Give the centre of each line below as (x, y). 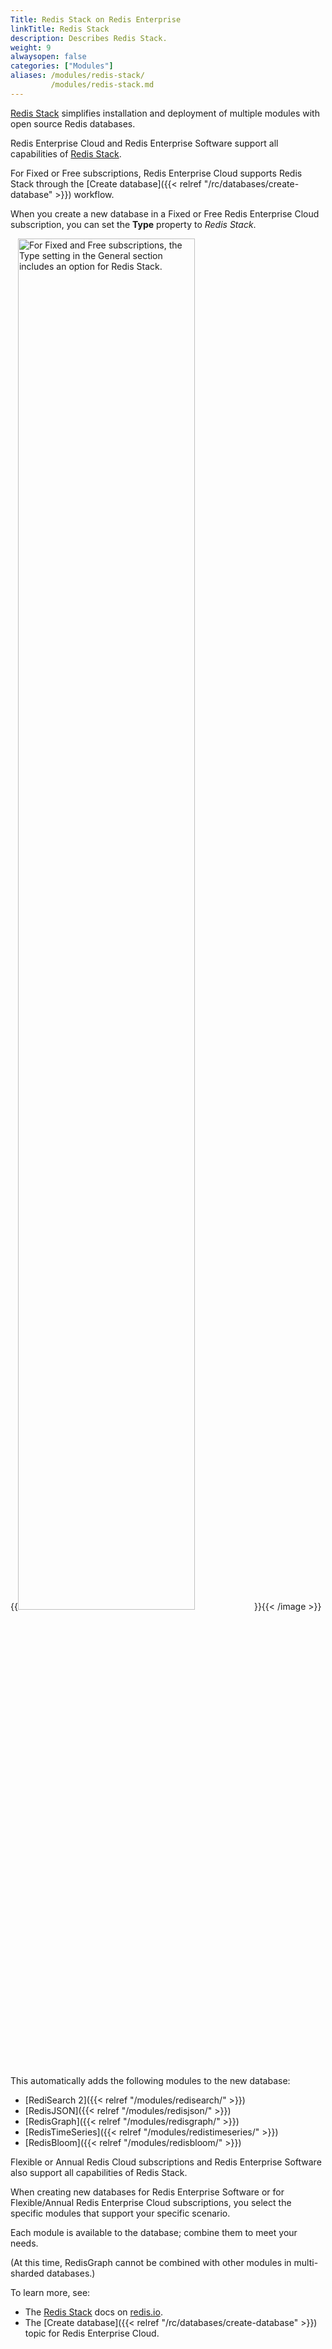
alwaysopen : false (48, 57)
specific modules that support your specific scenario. (120, 2213)
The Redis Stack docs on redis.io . (93, 2312)
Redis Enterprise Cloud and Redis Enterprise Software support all (144, 143)
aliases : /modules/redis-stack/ (77, 76)
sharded (27, 2273)
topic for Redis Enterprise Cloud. (92, 2333)
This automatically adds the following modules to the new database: (150, 2080)
